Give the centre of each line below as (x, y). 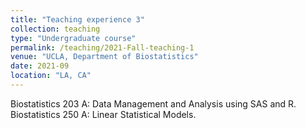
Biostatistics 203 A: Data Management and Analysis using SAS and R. (153, 103)
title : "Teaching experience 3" (77, 19)
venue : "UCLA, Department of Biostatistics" (104, 57)
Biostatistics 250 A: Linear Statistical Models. (103, 114)
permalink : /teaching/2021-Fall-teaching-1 (102, 47)
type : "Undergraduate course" (73, 38)
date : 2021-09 (40, 66)
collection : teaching (55, 29)
